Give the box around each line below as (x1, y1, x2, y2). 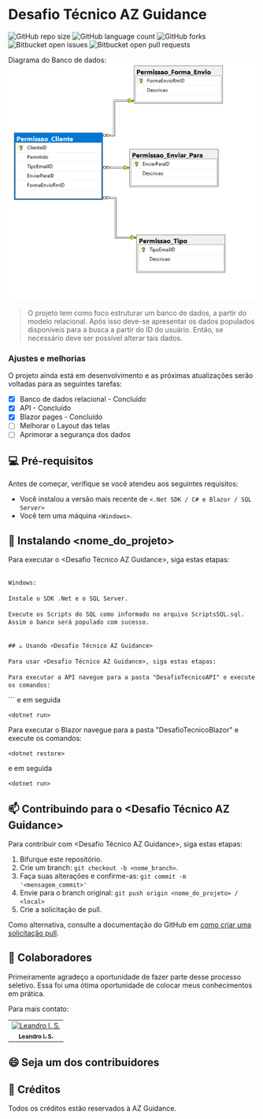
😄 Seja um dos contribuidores (8, 1056, 160, 1069)
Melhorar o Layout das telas (19, 421, 110, 431)
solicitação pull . (8, 928, 59, 938)
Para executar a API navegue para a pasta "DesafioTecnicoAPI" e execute (8, 673, 256, 682)
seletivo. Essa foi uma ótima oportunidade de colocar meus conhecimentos (8, 980, 253, 990)
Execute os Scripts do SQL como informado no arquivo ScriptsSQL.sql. (8, 610, 245, 619)
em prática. (8, 988, 46, 998)
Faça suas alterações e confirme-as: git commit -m (19, 871, 187, 880)
